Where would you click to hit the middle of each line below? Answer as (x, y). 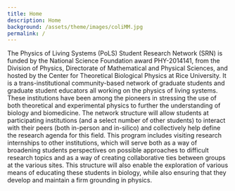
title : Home (25, 14)
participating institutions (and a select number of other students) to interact (116, 121)
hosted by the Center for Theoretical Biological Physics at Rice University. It (117, 76)
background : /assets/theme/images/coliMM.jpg (75, 27)
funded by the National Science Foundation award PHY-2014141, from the (114, 61)
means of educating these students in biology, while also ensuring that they (117, 173)
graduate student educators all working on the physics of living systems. (113, 91)
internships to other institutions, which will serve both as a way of (102, 143)
